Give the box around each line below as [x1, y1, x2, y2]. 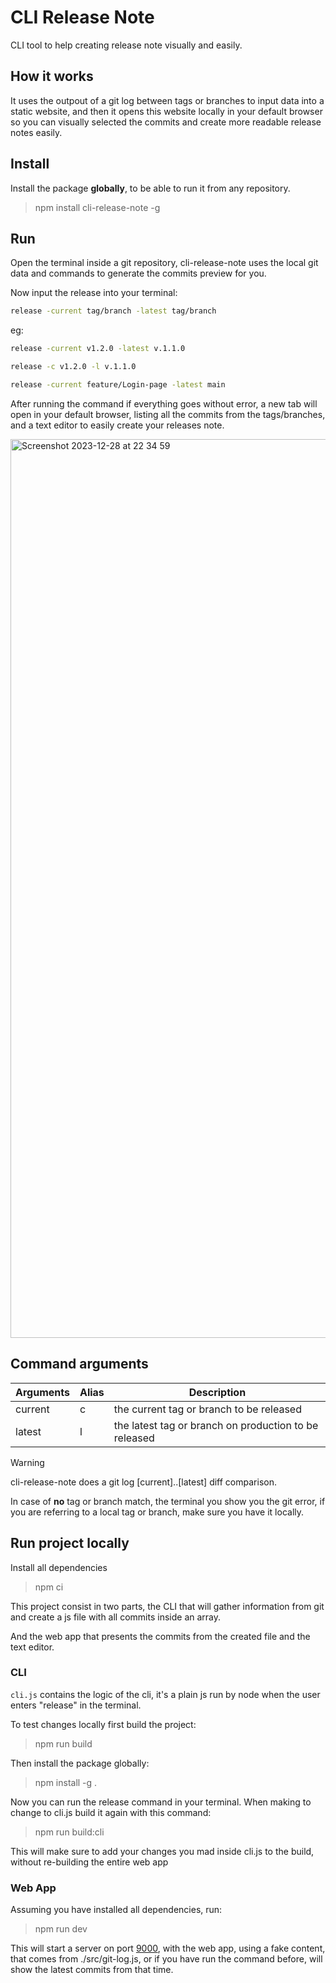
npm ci [34, 1581, 64, 1593]
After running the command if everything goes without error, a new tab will [10, 397, 318, 410]
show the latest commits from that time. [10, 1964, 174, 1976]
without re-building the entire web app [10, 1856, 169, 1868]
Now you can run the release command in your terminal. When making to [10, 1796, 312, 1808]
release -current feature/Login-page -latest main [10, 380, 226, 390]
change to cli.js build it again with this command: [10, 1806, 212, 1818]
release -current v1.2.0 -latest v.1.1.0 [10, 344, 186, 354]
